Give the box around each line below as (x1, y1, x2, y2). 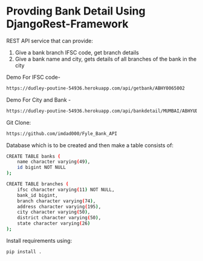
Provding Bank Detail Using (6, 4, 146, 18)
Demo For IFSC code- (6, 73, 60, 81)
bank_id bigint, (17, 192, 59, 198)
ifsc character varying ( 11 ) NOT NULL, (17, 187, 115, 193)
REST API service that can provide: (6, 37, 94, 44)
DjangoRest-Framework (6, 17, 129, 31)
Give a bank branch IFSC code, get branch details (14, 48, 139, 56)
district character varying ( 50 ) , (17, 215, 101, 221)
